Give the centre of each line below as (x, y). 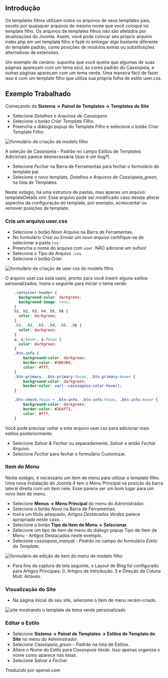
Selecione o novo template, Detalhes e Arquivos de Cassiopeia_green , (85, 177)
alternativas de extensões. (33, 52)
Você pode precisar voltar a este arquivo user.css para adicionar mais (77, 428)
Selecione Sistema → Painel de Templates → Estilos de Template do (84, 634)
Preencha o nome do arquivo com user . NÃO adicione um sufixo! (79, 248)
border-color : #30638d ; (48, 363)
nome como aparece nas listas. (45, 655)
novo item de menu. (26, 494)
